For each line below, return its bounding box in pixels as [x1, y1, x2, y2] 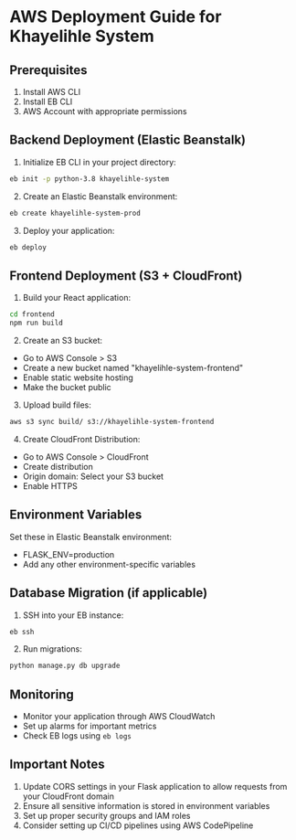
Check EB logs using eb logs [22, 730, 132, 741]
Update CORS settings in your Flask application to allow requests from [22, 781, 288, 792]
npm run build [9, 318, 64, 328]
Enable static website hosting [22, 372, 134, 383]
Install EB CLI [22, 96, 73, 107]
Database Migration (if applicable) [9, 585, 208, 601]
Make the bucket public [22, 382, 111, 392]
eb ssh [9, 627, 35, 636]
